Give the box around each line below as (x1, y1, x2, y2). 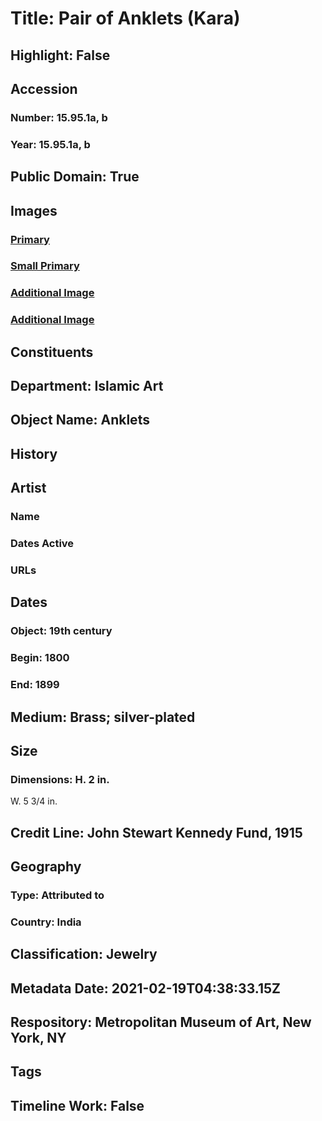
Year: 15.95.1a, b (10, 137, 91, 151)
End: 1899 (10, 678, 60, 692)
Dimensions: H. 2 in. (10, 772, 110, 786)
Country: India (10, 915, 82, 929)
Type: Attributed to (10, 888, 105, 902)
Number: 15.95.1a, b (10, 110, 108, 124)
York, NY (10, 1030, 67, 1047)
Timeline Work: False (10, 1097, 145, 1114)
